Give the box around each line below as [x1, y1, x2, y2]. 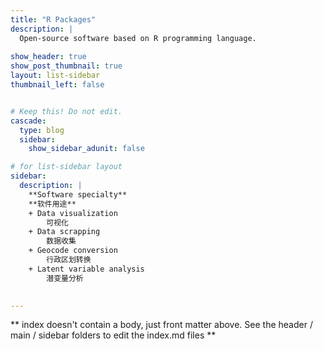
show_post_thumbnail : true [10, 61, 123, 71]
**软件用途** [28, 199, 77, 209]
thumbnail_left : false [10, 80, 105, 90]
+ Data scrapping [28, 227, 101, 237]
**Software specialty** [28, 189, 128, 200]
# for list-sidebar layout [10, 162, 123, 172]
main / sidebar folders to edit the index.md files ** [10, 329, 217, 341]
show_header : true [10, 52, 87, 62]
